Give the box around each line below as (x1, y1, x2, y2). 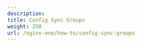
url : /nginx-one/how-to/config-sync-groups (7, 29, 136, 37)
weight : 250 (7, 23, 42, 30)
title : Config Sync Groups (7, 17, 86, 23)
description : (7, 10, 45, 17)
